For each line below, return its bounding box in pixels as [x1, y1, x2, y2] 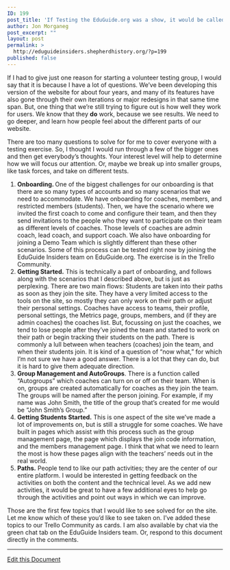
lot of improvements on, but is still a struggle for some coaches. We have [16, 420, 223, 428]
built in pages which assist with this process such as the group [16, 427, 194, 436]
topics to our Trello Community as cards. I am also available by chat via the [7, 521, 218, 529]
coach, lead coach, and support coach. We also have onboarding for [16, 231, 211, 239]
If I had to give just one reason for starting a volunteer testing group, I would [7, 73, 222, 82]
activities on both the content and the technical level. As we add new [16, 478, 212, 486]
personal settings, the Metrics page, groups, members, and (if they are [16, 311, 217, 319]
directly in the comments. [7, 535, 79, 543]
